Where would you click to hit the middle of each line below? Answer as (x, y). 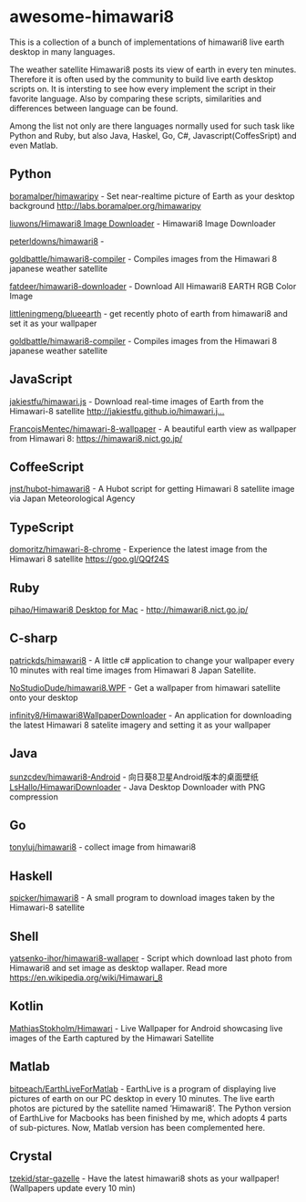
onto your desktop (44, 697)
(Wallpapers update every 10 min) (72, 1187)
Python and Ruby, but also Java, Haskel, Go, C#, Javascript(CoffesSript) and (153, 135)
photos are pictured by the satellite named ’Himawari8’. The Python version (150, 1108)
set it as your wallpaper (53, 323)
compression (34, 797)
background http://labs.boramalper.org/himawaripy (106, 205)
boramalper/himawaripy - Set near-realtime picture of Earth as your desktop (152, 196)
